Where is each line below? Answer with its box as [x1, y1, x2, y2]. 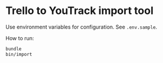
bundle [5, 45, 22, 52]
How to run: [5, 34, 34, 41]
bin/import [5, 51, 32, 57]
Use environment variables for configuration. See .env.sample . [5, 23, 158, 30]
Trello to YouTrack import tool [5, 4, 154, 17]
